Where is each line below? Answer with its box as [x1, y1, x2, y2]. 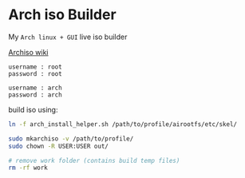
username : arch [8, 84, 62, 92]
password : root [8, 69, 62, 77]
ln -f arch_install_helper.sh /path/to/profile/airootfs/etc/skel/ [8, 120, 238, 129]
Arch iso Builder [8, 6, 117, 24]
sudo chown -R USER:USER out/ [8, 142, 109, 150]
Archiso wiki [8, 47, 49, 57]
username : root [8, 62, 62, 71]
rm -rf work [8, 164, 48, 172]
